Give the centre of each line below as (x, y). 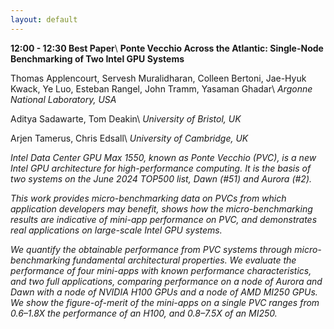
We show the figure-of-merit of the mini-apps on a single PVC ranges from (165, 302)
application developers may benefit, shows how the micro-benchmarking (161, 208)
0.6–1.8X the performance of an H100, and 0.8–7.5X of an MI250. (144, 313)
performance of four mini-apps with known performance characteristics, (161, 270)
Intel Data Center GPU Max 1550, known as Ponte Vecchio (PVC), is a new (163, 157)
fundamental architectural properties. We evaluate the (184, 260)
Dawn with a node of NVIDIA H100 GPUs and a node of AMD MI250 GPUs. (164, 292)
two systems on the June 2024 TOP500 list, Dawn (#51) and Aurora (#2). (161, 178)
